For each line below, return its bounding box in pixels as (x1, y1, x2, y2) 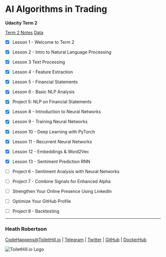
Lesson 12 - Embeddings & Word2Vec (12, 148, 89, 154)
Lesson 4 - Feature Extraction (12, 69, 73, 75)
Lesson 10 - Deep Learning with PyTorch (12, 128, 95, 134)
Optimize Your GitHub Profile (12, 198, 71, 204)
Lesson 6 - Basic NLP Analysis (12, 89, 75, 95)
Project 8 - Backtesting (12, 208, 59, 214)
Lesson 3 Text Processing (12, 59, 65, 65)
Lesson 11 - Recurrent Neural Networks (12, 138, 92, 144)
